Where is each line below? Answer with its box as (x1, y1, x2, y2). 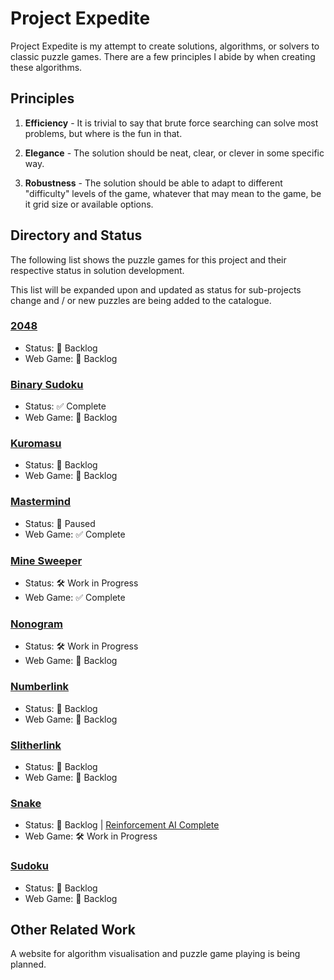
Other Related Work (10, 921, 136, 938)
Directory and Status (10, 227, 143, 244)
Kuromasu (10, 437, 62, 451)
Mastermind (10, 495, 72, 509)
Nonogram (10, 617, 63, 631)
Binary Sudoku (10, 377, 84, 391)
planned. (10, 958, 47, 971)
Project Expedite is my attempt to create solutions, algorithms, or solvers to (10, 40, 320, 52)
